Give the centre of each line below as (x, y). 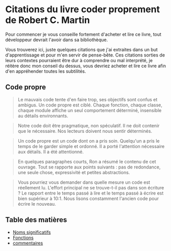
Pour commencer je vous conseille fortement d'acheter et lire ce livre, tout (83, 34)
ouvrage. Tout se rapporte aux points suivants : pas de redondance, (89, 167)
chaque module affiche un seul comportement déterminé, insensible (90, 110)
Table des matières (36, 220)
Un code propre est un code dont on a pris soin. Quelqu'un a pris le (89, 141)
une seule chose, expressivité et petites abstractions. (74, 172)
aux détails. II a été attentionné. (51, 152)
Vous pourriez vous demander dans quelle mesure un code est (84, 182)
